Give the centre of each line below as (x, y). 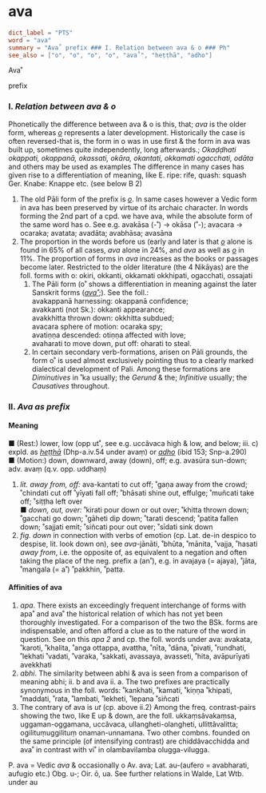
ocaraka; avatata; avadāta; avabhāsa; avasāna (96, 233)
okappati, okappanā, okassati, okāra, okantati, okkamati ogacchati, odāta (131, 157)
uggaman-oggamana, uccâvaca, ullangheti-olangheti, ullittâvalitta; (129, 724)
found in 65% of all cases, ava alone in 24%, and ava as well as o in (132, 249)
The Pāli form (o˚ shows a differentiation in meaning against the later (144, 284)
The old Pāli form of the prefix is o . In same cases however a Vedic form (139, 199)
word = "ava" (30, 40)
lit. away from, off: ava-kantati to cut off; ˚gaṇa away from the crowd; (133, 484)
